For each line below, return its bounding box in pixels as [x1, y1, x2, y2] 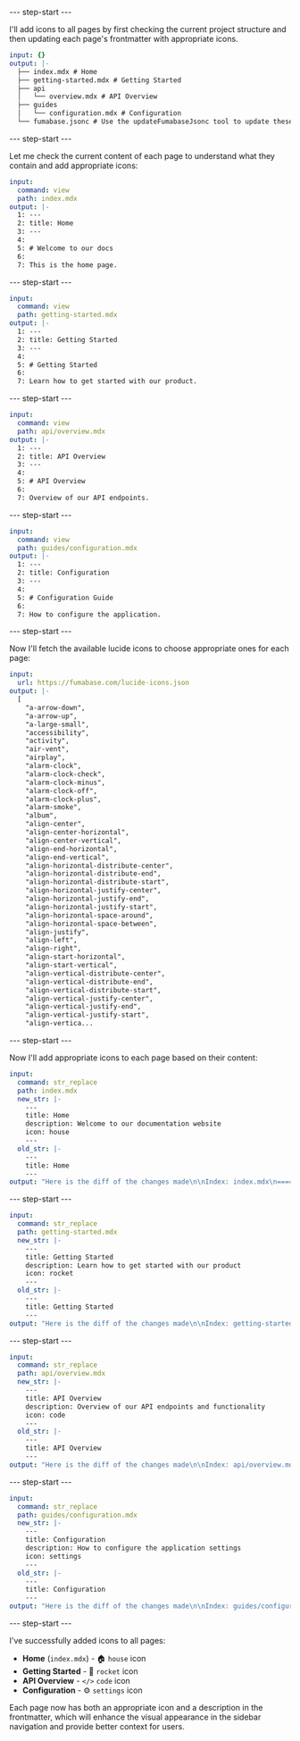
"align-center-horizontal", [25, 828, 129, 837]
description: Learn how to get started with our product [25, 1260, 242, 1270]
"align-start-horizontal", [25, 952, 126, 962]
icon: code [25, 1410, 66, 1419]
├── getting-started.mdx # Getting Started [17, 75, 181, 85]
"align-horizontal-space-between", [25, 919, 158, 928]
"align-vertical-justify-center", [25, 994, 154, 1003]
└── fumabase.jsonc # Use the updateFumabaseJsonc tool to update [17, 117, 270, 126]
